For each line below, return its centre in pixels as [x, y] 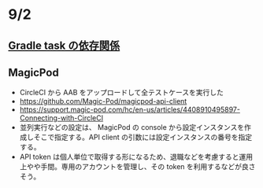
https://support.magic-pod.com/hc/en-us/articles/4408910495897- [130, 110]
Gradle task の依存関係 [64, 45]
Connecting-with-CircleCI [61, 118]
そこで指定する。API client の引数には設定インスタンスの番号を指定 [143, 137]
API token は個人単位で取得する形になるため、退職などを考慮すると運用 [136, 157]
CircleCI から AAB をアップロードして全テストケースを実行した [122, 93]
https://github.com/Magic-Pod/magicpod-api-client [103, 101]
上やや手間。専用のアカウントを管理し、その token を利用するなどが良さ [137, 167]
